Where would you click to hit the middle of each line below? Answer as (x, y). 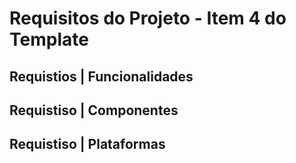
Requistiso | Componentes (94, 110)
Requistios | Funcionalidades (101, 76)
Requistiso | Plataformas (87, 144)
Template (49, 39)
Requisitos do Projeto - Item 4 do (148, 18)
